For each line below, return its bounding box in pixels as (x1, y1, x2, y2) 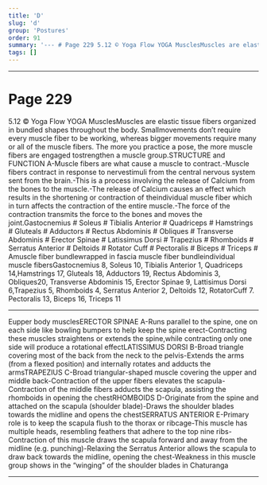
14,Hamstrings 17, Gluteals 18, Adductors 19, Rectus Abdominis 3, (8, 268, 221, 278)
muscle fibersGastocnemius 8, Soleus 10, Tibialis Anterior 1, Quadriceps (8, 260, 243, 270)
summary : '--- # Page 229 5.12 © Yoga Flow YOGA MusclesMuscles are (8, 41, 240, 49)
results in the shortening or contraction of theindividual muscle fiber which (8, 192, 253, 202)
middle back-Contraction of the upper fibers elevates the (8, 375, 195, 386)
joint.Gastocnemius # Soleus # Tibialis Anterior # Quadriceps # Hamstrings (8, 218, 253, 227)
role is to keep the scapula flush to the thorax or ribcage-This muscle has (8, 418, 248, 428)
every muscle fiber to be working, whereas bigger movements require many (8, 133, 257, 143)
